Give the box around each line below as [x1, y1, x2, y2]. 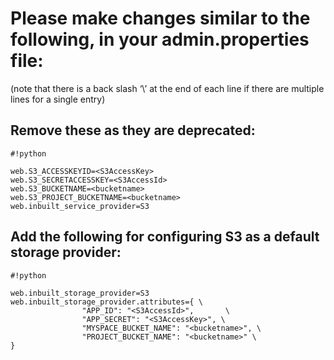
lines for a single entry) [10, 93, 106, 105]
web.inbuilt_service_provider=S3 [10, 201, 150, 211]
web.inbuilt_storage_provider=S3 [10, 288, 150, 298]
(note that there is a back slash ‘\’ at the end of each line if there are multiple [10, 82, 325, 94]
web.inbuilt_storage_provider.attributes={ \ [10, 297, 203, 307]
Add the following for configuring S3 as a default [10, 228, 320, 246]
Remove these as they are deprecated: [10, 122, 256, 139]
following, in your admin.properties [10, 28, 310, 51]
